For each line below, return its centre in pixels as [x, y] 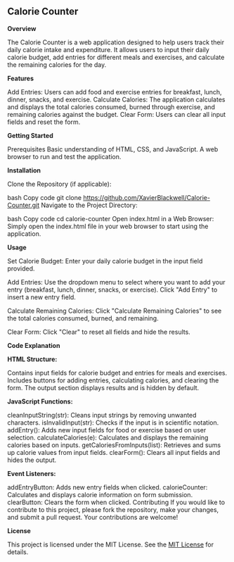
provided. [21, 268]
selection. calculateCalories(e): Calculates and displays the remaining [108, 437]
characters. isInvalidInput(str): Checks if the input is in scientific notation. [113, 423]
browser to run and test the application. [64, 156]
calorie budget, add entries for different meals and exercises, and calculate [116, 57]
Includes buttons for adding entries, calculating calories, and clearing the [113, 380]
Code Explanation [34, 345]
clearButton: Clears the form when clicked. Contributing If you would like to [116, 502]
